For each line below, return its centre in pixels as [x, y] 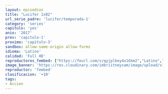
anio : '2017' [19, 33]
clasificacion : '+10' [28, 75]
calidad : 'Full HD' [25, 56]
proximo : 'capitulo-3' [29, 42]
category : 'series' [25, 24]
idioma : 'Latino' [23, 51]
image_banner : [20, 65]
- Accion [14, 84]
